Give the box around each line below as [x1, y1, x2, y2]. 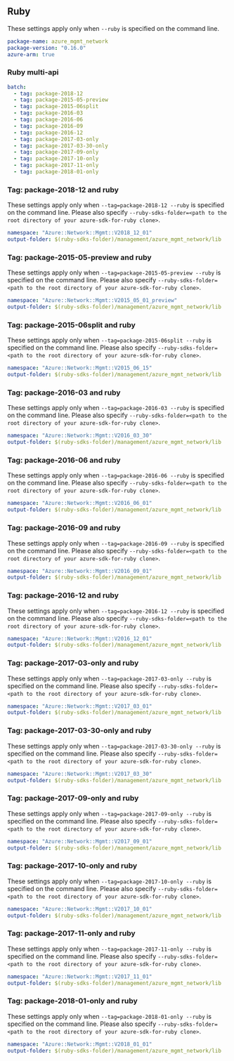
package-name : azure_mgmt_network [7, 38, 109, 45]
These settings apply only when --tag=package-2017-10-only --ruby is [7, 877, 212, 885]
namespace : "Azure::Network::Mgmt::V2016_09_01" [7, 567, 152, 574]
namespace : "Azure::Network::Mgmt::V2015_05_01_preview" [7, 297, 178, 304]
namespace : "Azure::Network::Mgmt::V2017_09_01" [7, 838, 152, 845]
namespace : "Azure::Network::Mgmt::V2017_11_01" [7, 973, 152, 980]
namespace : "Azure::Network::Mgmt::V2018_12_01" [7, 230, 152, 237]
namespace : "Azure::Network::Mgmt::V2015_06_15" [7, 364, 152, 371]
